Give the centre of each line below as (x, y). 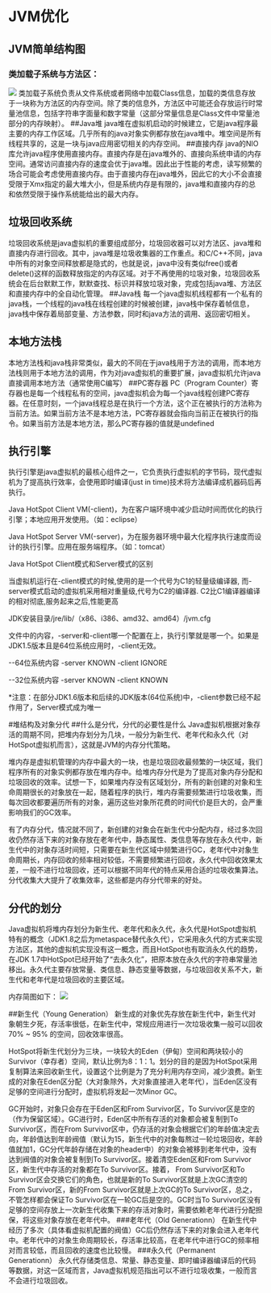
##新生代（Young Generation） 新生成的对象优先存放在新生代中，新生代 (129, 1014)
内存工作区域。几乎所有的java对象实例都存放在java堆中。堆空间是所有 (146, 133)
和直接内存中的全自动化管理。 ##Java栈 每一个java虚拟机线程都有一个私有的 (135, 293)
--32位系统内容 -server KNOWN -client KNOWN (88, 680)
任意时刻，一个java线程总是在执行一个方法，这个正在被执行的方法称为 (146, 403)
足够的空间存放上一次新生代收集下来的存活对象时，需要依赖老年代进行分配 (132, 1210)
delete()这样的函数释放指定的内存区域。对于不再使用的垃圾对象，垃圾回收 (131, 273)
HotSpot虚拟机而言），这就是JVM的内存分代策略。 (92, 745)
